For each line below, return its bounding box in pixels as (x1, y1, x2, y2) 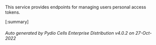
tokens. (5, 9, 21, 15)
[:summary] (5, 19, 29, 24)
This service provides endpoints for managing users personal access (5, 4, 146, 10)
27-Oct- (135, 30, 152, 36)
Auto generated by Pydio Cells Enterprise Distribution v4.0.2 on (5, 30, 135, 36)
